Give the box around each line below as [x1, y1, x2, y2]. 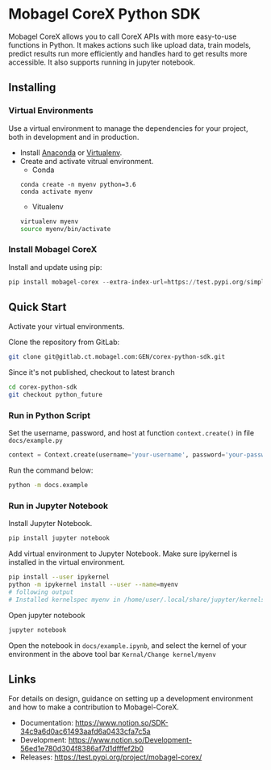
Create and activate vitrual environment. [19, 156, 154, 166]
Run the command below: [8, 465, 94, 475]
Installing [8, 81, 56, 95]
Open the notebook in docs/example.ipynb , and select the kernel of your [8, 640, 248, 650]
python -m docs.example [8, 482, 89, 490]
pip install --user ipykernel [8, 573, 110, 582]
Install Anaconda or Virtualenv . [19, 147, 123, 158]
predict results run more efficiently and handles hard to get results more [8, 48, 248, 58]
